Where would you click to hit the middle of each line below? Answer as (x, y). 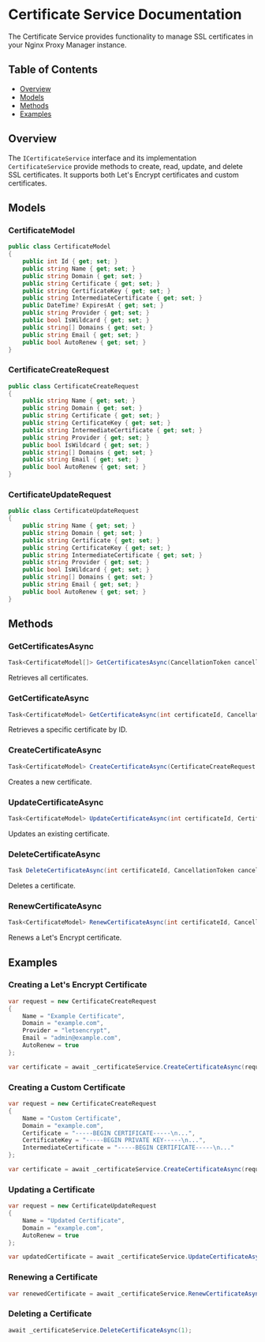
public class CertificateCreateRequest (74, 386)
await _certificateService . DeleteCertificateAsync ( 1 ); (100, 1330)
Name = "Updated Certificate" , (74, 1220)
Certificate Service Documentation (125, 15)
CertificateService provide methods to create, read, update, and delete (125, 166)
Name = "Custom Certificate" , (72, 1118)
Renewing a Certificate (53, 1277)
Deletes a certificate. (42, 885)
